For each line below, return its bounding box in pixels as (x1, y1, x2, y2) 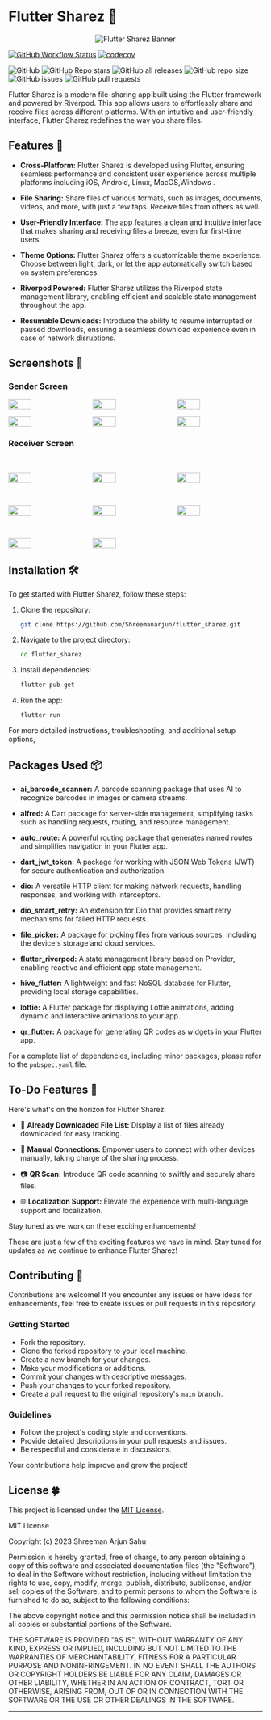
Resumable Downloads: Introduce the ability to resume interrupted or (19, 315, 252, 326)
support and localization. (19, 1205, 103, 1215)
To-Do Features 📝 (8, 1083, 98, 1097)
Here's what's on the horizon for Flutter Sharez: (8, 1104, 167, 1114)
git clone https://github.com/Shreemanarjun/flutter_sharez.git (19, 620, 241, 629)
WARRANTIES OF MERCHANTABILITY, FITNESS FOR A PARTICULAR (8, 1652, 236, 1662)
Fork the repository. (19, 1337, 86, 1347)
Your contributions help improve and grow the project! (8, 1461, 188, 1470)
